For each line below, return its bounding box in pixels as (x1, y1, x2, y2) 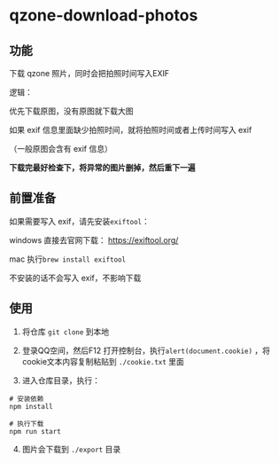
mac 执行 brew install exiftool (9, 254, 127, 264)
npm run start (9, 427, 62, 436)
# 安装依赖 (9, 394, 44, 404)
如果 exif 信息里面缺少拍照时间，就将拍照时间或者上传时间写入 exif (9, 125, 252, 135)
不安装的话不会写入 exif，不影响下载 (9, 272, 142, 283)
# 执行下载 (9, 419, 44, 428)
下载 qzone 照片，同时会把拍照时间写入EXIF (9, 68, 170, 78)
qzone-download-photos (9, 5, 198, 26)
